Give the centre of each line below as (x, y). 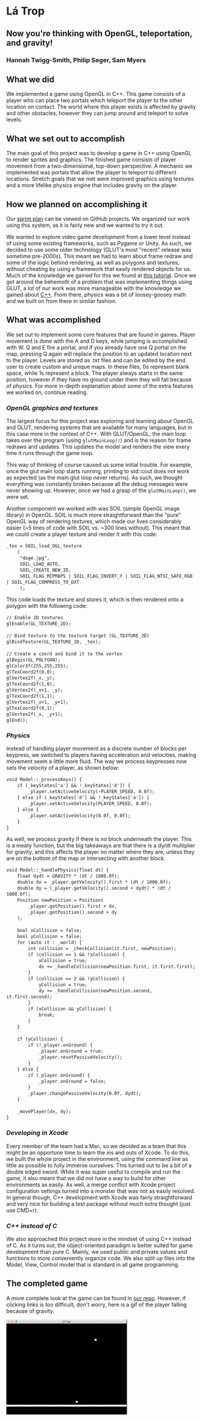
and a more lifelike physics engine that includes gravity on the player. (92, 185)
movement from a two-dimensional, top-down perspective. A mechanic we (99, 166)
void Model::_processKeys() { (44, 780)
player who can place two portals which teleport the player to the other (94, 100)
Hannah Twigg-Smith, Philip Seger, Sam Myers (76, 60)
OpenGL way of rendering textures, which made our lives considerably (94, 522)
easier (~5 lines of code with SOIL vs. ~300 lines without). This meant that (99, 528)
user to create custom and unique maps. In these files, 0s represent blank (98, 366)
